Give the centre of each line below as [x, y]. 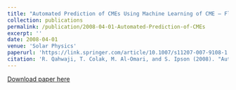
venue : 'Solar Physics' [42, 46]
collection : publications [45, 20]
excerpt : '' [25, 33]
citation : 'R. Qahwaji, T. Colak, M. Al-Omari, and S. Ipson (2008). [111, 59]
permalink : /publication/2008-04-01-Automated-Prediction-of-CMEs [106, 27]
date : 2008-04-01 [33, 40]
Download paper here [39, 79]
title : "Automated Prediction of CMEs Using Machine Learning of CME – [114, 14]
